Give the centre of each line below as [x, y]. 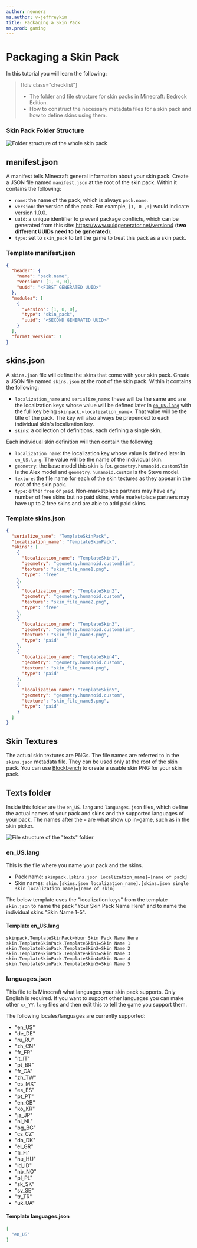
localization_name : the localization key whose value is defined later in [100, 453]
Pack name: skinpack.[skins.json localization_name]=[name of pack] [101, 877]
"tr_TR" [23, 1197]
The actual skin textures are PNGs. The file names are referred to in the [93, 756]
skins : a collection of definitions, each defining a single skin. [88, 430]
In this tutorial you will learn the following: [57, 74]
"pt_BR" [24, 1065]
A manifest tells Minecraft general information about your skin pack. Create [97, 176]
